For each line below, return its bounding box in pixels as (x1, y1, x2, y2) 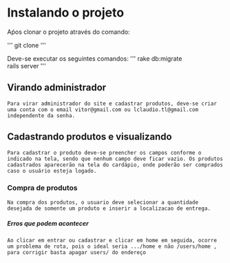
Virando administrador (7, 81, 107, 94)
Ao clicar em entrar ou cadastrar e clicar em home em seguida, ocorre (7, 237, 217, 244)
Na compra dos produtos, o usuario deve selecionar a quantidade (7, 199, 198, 206)
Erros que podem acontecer (7, 220, 90, 228)
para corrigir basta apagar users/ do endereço (7, 249, 147, 256)
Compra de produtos (7, 183, 78, 193)
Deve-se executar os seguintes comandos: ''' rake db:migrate (7, 54, 182, 63)
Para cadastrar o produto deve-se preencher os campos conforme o (7, 149, 202, 156)
